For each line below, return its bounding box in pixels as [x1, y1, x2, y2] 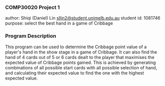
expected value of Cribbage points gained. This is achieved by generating [5, 59, 156, 65]
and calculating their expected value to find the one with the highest [5, 70, 144, 76]
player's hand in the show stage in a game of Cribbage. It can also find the [5, 49, 158, 55]
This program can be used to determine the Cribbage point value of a [5, 44, 147, 50]
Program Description [5, 32, 56, 39]
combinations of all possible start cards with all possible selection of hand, [5, 64, 158, 70]
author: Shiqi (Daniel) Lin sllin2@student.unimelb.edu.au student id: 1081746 [5, 15, 161, 21]
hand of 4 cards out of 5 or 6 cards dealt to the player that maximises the [5, 54, 155, 60]
